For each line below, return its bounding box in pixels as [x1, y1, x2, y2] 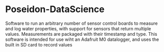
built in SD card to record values [5, 41, 72, 47]
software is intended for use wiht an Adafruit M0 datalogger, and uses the [5, 36, 159, 42]
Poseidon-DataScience [5, 4, 105, 15]
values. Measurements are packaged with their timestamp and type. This [5, 31, 157, 37]
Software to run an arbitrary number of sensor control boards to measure [5, 20, 158, 26]
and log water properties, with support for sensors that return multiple [5, 25, 151, 31]
